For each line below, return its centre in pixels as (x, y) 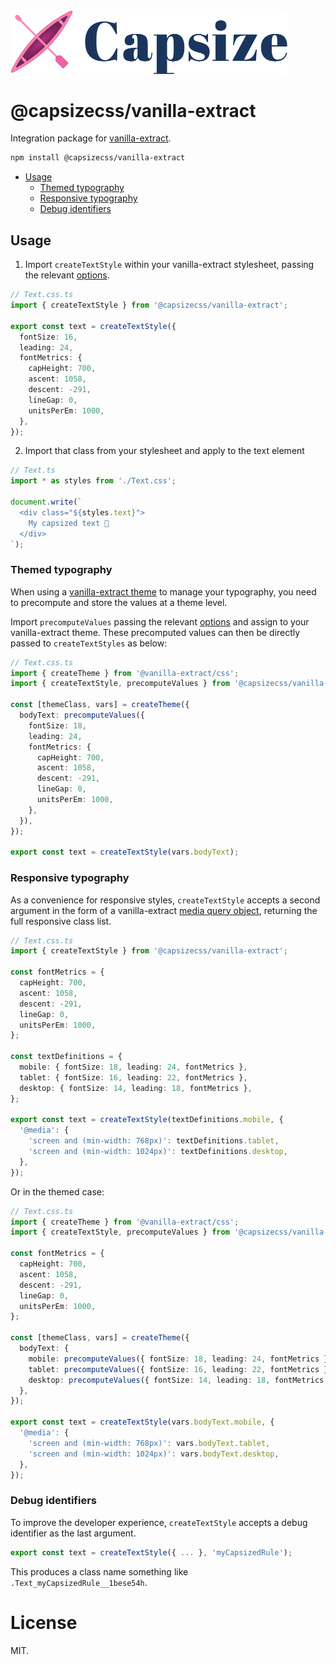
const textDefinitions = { (66, 1057)
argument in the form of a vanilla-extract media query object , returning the (164, 910)
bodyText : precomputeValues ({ (82, 715)
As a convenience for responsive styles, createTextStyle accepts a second (165, 900)
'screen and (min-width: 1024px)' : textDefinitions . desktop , (158, 1152)
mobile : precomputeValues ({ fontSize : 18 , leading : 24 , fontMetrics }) (180, 1359)
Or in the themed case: (57, 1191)
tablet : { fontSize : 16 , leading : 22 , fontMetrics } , (133, 1077)
